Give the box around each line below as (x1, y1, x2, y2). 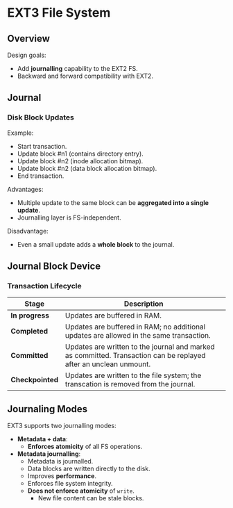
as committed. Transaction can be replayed (64, 351, 206, 361)
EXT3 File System (7, 5, 111, 21)
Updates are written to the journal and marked (64, 342, 215, 352)
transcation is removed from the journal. (64, 379, 196, 389)
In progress (10, 311, 50, 320)
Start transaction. (17, 142, 67, 150)
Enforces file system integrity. (27, 480, 113, 488)
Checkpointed (10, 375, 59, 385)
